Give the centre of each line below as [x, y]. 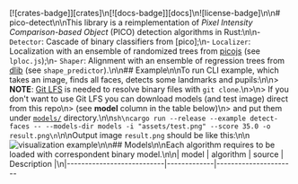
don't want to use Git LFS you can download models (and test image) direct [149, 99]
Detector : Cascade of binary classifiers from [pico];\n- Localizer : [130, 41]
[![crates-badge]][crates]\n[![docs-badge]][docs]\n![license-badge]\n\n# [145, 13]
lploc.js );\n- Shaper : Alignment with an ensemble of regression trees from [147, 61]
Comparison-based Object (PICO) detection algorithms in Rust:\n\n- [135, 32]
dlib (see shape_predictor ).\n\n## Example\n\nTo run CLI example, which [145, 70]
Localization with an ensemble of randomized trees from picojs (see [135, 51]
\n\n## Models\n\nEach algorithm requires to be [186, 145]
